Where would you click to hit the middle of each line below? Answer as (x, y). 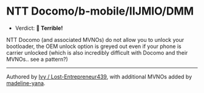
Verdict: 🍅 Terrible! (39, 28)
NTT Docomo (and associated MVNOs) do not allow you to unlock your (95, 40)
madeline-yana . (26, 83)
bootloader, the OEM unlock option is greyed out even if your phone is (94, 46)
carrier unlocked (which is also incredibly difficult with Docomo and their (97, 52)
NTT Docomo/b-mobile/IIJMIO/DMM (100, 11)
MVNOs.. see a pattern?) (37, 59)
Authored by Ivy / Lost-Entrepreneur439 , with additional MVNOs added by (99, 77)
